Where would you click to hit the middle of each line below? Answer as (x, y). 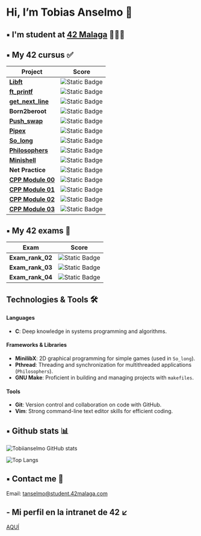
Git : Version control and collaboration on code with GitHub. (88, 405)
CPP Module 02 (32, 199)
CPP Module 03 (32, 209)
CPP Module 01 (32, 190)
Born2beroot (28, 111)
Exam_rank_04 (31, 278)
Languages (20, 318)
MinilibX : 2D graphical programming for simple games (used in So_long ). (105, 358)
